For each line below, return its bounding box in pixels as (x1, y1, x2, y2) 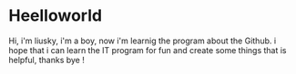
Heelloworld (8, 5, 102, 26)
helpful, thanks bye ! (8, 54, 86, 65)
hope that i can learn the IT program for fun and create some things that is (8, 44, 288, 55)
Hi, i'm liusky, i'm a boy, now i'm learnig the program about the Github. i (8, 35, 277, 46)
